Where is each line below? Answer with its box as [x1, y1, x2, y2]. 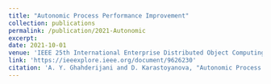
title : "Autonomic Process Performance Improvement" [8, 11, 190, 20]
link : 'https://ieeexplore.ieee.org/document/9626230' [8, 57, 197, 65]
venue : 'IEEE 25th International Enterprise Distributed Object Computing [8, 49, 265, 57]
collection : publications [8, 19, 95, 27]
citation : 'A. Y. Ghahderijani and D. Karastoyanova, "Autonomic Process [8, 64, 262, 72]
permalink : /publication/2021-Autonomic [8, 26, 147, 34]
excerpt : [8, 34, 38, 42]
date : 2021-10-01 [8, 42, 67, 50]
